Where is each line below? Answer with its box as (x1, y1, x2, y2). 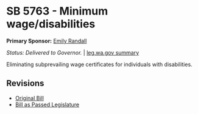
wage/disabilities (6, 17, 96, 31)
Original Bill (15, 94, 44, 101)
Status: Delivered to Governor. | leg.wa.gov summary (6, 49, 140, 56)
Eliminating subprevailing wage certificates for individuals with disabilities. (6, 61, 193, 68)
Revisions (6, 78, 44, 89)
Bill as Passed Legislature (15, 101, 80, 108)
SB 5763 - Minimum (6, 4, 108, 18)
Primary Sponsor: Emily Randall (6, 37, 87, 44)
